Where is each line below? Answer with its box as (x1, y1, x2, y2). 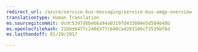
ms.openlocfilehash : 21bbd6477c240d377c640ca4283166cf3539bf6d (6, 25, 171, 32)
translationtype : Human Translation (6, 15, 99, 21)
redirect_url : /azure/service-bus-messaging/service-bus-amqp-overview (6, 8, 192, 15)
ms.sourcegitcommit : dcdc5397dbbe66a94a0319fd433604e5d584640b (6, 20, 171, 26)
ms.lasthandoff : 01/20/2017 (6, 31, 78, 37)
